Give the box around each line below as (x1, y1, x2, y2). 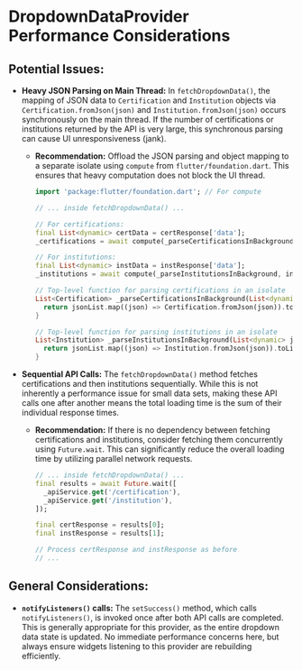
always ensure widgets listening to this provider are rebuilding (21, 640, 252, 651)
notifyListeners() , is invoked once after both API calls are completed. (21, 611, 284, 623)
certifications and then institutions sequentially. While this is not (21, 379, 259, 389)
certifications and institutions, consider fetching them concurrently (34, 435, 283, 445)
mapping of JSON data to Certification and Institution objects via (21, 95, 277, 106)
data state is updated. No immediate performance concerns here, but (21, 631, 279, 642)
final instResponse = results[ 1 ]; (34, 529, 165, 538)
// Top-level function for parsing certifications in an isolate (34, 286, 286, 295)
